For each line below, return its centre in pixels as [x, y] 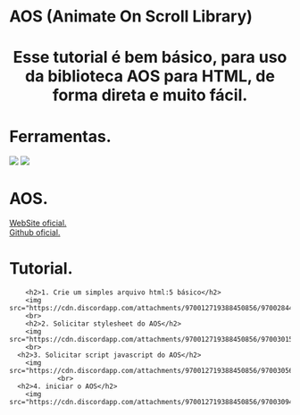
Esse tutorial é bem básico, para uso [150, 58]
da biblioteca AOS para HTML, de [150, 76]
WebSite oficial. [38, 223]
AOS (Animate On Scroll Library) [131, 17]
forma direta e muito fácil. [150, 95]
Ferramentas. [60, 136]
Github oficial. [35, 233]
